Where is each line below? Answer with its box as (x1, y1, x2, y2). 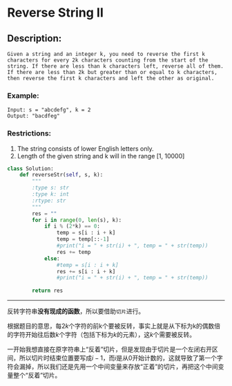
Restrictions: (7, 129, 52, 138)
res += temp (56, 248, 91, 255)
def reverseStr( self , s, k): (19, 172, 104, 178)
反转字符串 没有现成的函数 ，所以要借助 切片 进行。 (7, 307, 145, 315)
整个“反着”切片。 (12, 371, 61, 380)
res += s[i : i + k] (56, 268, 116, 275)
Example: (7, 91, 39, 100)
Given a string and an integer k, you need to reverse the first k (7, 50, 206, 57)
